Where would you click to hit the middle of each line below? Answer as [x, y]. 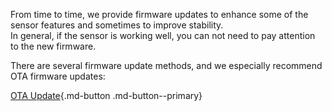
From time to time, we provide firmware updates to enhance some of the [159, 14]
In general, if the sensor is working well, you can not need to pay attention [163, 35]
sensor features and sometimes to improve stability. [117, 25]
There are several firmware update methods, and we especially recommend [166, 65]
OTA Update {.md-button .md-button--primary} [106, 95]
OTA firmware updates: [58, 76]
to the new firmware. [53, 46]
